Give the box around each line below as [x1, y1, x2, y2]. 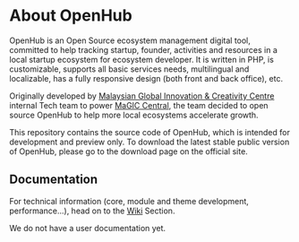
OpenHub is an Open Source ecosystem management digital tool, [9, 35, 251, 46]
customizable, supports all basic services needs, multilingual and [9, 64, 250, 74]
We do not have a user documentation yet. [9, 222, 167, 233]
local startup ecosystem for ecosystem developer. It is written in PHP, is [9, 54, 275, 65]
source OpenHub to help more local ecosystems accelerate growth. [9, 109, 259, 120]
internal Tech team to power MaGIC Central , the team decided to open [9, 99, 269, 110]
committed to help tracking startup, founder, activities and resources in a [9, 44, 278, 55]
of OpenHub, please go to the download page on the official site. [9, 145, 248, 157]
